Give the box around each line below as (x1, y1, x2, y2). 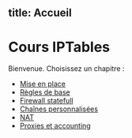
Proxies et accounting (19, 121, 91, 131)
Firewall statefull (19, 96, 74, 106)
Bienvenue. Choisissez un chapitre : (8, 64, 125, 73)
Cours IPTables (8, 38, 111, 56)
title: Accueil (8, 6, 73, 20)
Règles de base (19, 88, 71, 97)
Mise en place (19, 79, 66, 89)
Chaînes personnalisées (19, 104, 99, 114)
